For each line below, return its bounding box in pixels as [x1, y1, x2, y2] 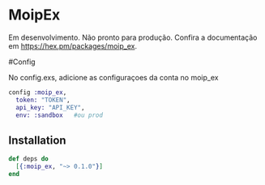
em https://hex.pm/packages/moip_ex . [8, 41, 138, 50]
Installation [8, 133, 66, 147]
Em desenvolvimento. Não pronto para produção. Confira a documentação [8, 32, 258, 42]
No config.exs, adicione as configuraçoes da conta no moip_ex [8, 72, 219, 82]
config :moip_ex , [8, 88, 67, 97]
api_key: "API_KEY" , [15, 103, 85, 111]
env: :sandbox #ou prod [15, 111, 104, 119]
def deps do [8, 155, 49, 163]
